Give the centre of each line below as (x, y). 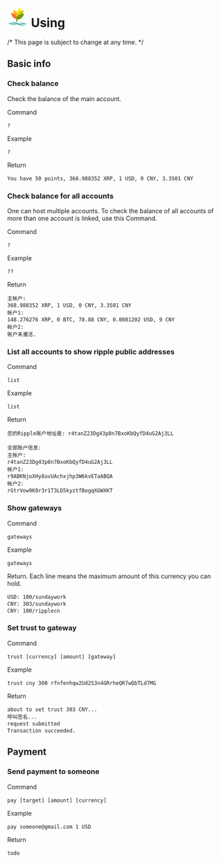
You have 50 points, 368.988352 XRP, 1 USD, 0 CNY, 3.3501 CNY (100, 179)
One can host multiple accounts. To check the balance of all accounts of (110, 210)
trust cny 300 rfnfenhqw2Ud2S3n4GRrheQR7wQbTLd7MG (82, 683)
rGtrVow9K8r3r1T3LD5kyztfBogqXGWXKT (60, 491)
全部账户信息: (24, 448)
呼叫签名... (23, 717)
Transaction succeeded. (42, 730)
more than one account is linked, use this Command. (82, 218)
